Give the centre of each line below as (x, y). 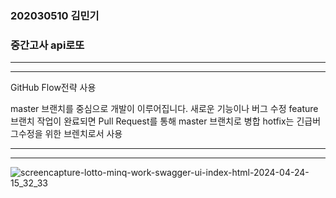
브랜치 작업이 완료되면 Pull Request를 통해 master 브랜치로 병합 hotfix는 (152, 121)
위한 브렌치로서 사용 (83, 134)
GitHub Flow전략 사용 (53, 88)
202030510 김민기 (55, 15)
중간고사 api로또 (47, 45)
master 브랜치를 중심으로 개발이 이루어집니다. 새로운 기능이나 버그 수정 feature (164, 109)
